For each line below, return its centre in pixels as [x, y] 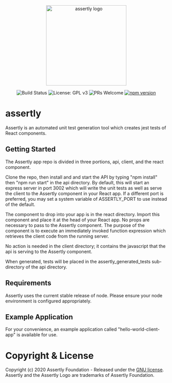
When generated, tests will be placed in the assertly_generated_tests [78, 261]
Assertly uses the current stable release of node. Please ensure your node [84, 295]
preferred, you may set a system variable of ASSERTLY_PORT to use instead [86, 199]
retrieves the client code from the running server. [57, 236]
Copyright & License [50, 356]
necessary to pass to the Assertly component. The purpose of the [75, 225]
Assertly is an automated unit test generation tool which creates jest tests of [86, 127]
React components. [26, 133]
